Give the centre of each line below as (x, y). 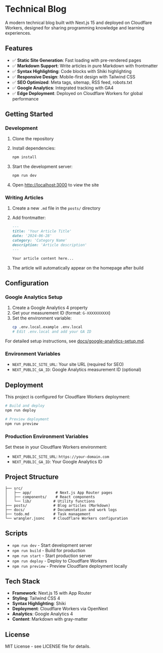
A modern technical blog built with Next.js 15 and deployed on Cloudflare (79, 23)
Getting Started (29, 114)
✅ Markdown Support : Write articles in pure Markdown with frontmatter (85, 66)
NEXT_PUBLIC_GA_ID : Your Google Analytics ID (57, 461)
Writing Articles (24, 198)
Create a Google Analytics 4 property (50, 308)
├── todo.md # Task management (48, 514)
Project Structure (32, 477)
